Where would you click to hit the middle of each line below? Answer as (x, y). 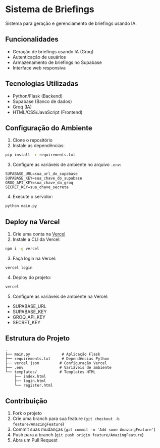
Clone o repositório (33, 140)
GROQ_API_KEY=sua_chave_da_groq (39, 183)
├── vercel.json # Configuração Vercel (56, 363)
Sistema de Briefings (50, 9)
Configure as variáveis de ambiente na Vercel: (60, 296)
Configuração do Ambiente (49, 128)
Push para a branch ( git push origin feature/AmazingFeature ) (78, 435)
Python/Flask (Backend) (38, 96)
